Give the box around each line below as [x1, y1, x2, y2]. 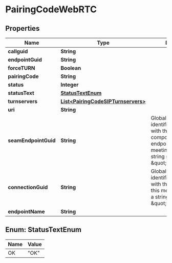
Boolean [60, 65, 81, 71]
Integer [60, 81, 79, 88]
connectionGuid [8, 184, 48, 191]
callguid [8, 48, 28, 55]
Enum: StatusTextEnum [5, 226, 82, 234]
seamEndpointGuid [8, 137, 56, 144]
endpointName [8, 208, 45, 215]
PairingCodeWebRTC [5, 4, 97, 15]
